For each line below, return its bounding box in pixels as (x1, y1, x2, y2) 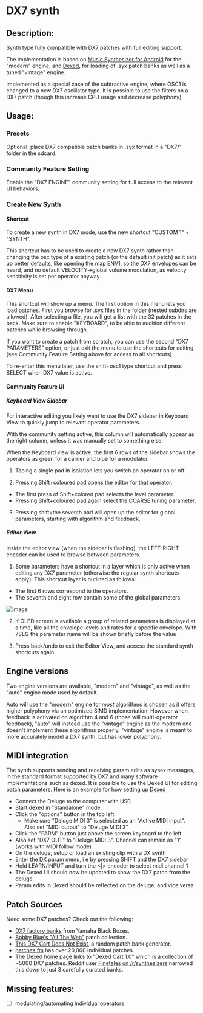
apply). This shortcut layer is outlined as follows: (15, 575, 136, 583)
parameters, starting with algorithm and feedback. (15, 515, 141, 522)
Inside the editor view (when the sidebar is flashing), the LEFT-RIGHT (6, 544, 179, 551)
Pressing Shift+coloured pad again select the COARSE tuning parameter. (15, 497, 196, 504)
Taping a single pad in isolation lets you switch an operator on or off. (15, 466, 186, 474)
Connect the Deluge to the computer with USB (15, 798, 131, 805)
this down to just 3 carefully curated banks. (15, 966, 124, 973)
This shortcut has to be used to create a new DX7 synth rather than (6, 247, 174, 254)
